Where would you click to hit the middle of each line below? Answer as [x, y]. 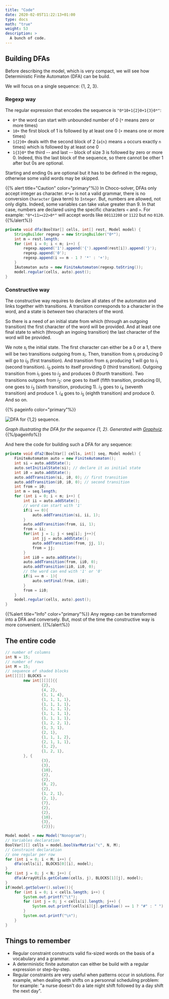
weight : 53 [17, 29]
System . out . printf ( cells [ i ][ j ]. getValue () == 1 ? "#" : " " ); [99, 906]
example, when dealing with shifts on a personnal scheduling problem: [86, 980]
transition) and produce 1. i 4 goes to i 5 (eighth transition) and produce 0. [80, 394]
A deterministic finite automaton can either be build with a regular [80, 964]
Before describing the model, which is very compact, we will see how [77, 71]
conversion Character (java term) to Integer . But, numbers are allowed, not [83, 198]
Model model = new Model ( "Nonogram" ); [46, 836]
